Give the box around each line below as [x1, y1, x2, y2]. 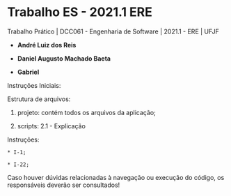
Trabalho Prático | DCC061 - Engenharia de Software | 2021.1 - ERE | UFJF [7, 27, 219, 36]
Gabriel [17, 68, 40, 76]
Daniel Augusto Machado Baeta [17, 54, 111, 63]
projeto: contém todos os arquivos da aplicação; [17, 108, 157, 116]
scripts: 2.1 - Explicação [17, 121, 86, 130]
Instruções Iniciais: [7, 81, 61, 89]
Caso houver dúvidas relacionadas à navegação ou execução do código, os [7, 173, 225, 181]
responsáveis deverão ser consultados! [7, 181, 120, 189]
